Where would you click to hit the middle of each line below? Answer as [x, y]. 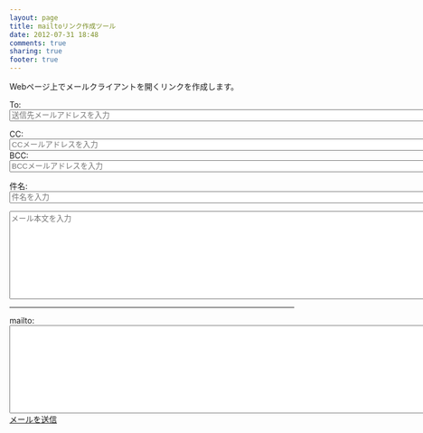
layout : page [34, 18]
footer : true [34, 60]
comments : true [38, 43]
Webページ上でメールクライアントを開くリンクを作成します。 [124, 86]
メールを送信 [33, 419]
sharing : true [36, 52]
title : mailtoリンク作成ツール [63, 26]
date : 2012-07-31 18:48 [54, 34]
